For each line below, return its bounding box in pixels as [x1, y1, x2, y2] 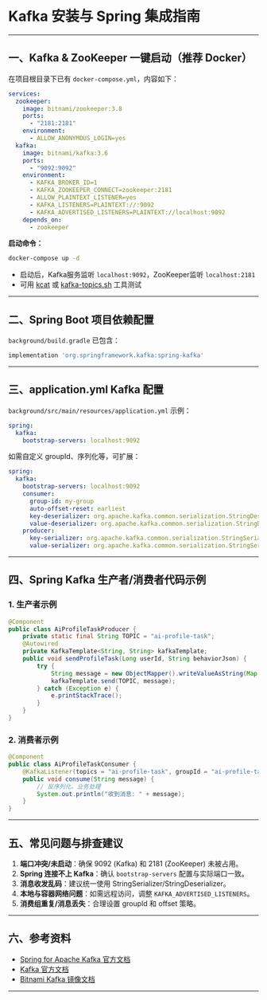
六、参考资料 [8, 931, 72, 945]
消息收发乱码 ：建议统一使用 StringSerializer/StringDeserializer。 [19, 879, 230, 888]
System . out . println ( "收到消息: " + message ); [37, 790, 185, 798]
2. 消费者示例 [8, 734, 59, 745]
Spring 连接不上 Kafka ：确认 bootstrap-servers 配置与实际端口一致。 [19, 869, 249, 879]
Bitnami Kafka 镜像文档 [19, 974, 95, 984]
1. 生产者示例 [8, 599, 57, 610]
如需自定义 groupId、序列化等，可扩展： [8, 452, 141, 461]
